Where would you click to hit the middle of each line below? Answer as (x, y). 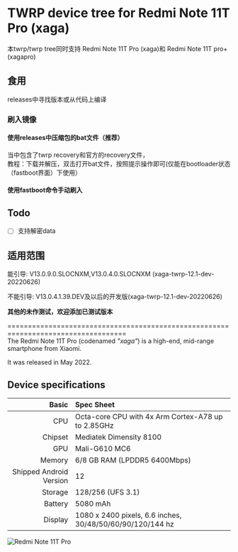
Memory (54, 460)
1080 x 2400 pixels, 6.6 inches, (129, 515)
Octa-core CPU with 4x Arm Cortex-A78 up (149, 416)
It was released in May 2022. (50, 362)
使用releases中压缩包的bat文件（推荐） (66, 138)
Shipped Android (40, 472)
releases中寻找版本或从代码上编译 (57, 99)
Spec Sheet (95, 404)
